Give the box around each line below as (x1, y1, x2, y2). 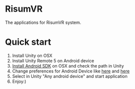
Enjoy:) (12, 78, 27, 84)
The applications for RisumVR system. (5, 19, 81, 25)
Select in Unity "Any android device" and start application (12, 73, 128, 79)
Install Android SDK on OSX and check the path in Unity (12, 63, 124, 69)
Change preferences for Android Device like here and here (12, 68, 130, 74)
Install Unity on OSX (12, 53, 53, 58)
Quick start (5, 36, 51, 48)
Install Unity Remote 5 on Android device (12, 57, 94, 64)
